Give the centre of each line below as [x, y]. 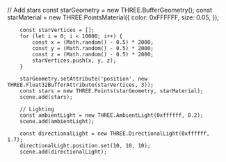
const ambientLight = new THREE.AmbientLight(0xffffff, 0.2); [112, 115]
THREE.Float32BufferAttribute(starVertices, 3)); [81, 85]
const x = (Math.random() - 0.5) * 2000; [93, 42]
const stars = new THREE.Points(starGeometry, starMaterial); [112, 91]
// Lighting [37, 109]
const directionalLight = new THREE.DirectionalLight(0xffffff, [115, 133]
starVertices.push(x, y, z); [74, 60]
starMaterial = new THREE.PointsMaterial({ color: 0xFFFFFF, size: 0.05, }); [113, 17]
